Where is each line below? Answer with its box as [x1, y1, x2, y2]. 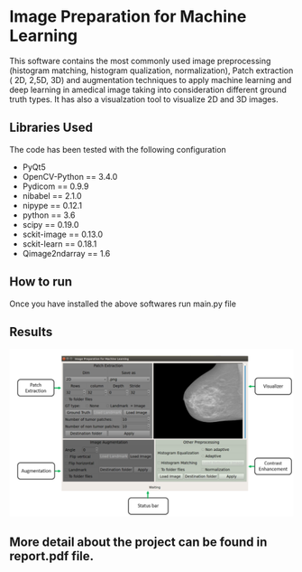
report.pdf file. [9, 549, 95, 564]
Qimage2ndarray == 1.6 [22, 248, 111, 258]
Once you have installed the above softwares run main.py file [9, 298, 237, 309]
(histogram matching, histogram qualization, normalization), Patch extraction [9, 65, 294, 76]
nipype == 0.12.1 [22, 200, 83, 211]
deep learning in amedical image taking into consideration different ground [9, 84, 287, 95]
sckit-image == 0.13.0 [22, 229, 104, 239]
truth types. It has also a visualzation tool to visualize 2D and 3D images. [9, 93, 279, 105]
